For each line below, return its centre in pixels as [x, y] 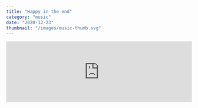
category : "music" [29, 17]
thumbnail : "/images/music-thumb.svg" [54, 28]
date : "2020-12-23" [30, 22]
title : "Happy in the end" [39, 11]
